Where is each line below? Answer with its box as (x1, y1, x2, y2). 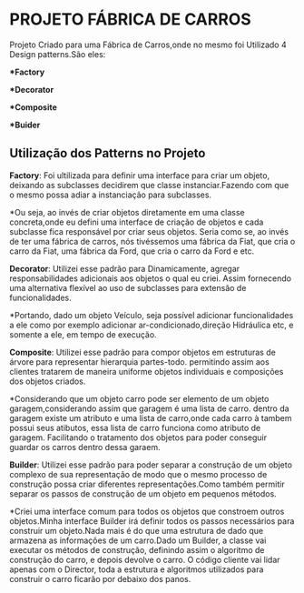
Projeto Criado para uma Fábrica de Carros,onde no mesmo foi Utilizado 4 (9, 39, 288, 50)
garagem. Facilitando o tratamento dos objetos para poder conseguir (9, 432, 268, 443)
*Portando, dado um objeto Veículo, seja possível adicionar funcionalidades (9, 309, 294, 320)
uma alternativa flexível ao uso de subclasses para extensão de (9, 282, 247, 293)
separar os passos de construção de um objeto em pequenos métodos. (9, 487, 277, 499)
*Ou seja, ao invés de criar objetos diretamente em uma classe (9, 206, 245, 217)
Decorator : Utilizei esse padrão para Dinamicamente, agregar (9, 263, 240, 274)
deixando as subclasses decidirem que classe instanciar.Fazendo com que (9, 179, 289, 190)
